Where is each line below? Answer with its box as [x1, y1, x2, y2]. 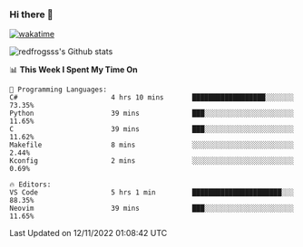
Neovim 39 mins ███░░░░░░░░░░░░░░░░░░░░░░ [9, 204, 295, 214]
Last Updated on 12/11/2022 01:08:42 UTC [9, 228, 168, 239]
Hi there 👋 [9, 8, 54, 21]
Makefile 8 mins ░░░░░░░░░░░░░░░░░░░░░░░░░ [9, 140, 295, 150]
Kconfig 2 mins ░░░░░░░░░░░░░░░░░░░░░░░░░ [9, 157, 295, 166]
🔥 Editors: [9, 180, 52, 189]
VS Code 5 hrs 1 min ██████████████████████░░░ [9, 188, 295, 197]
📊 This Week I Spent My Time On [9, 64, 138, 75]
